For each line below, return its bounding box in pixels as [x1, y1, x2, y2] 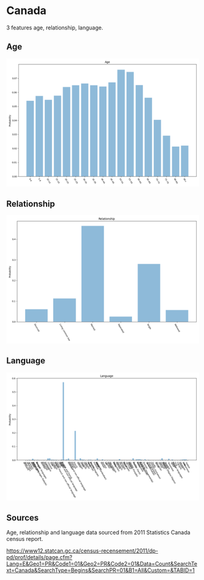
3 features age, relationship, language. [6, 24, 104, 31]
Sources [6, 512, 39, 523]
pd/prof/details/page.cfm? [6, 554, 73, 561]
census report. [6, 535, 43, 543]
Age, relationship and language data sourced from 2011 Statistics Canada [6, 529, 191, 536]
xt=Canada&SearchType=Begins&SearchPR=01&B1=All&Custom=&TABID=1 [6, 567, 195, 574]
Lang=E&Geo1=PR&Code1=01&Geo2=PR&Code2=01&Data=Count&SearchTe [6, 560, 197, 568]
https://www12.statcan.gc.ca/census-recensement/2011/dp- [6, 547, 159, 554]
